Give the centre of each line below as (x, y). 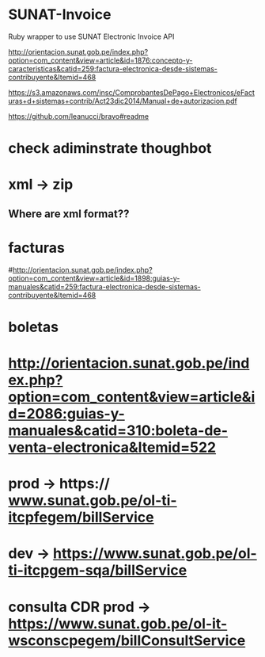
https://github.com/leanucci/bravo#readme (79, 116)
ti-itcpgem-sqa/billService (98, 570)
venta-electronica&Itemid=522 (112, 447)
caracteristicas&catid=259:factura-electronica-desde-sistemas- (113, 68)
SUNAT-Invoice (60, 15)
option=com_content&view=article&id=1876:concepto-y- (100, 60)
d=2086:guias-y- (66, 414)
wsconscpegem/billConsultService (127, 640)
